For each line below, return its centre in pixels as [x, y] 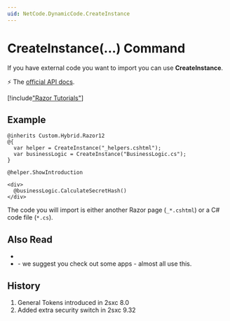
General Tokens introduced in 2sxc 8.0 [73, 302]
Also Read [30, 240]
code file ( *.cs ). [31, 217]
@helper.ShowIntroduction [45, 173]
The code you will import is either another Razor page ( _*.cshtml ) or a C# [114, 210]
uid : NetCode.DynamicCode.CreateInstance [69, 14]
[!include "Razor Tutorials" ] [46, 98]
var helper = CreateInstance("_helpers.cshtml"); [87, 148]
